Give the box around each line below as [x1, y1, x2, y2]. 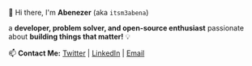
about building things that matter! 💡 [8, 32, 131, 41]
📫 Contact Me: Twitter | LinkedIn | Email [8, 48, 145, 58]
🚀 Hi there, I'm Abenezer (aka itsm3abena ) [8, 8, 149, 17]
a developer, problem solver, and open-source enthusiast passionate [8, 23, 245, 32]
